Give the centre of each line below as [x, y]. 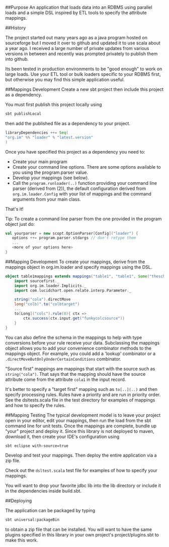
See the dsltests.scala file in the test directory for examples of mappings [80, 400]
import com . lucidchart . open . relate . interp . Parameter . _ [73, 290]
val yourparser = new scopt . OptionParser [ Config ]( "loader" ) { [72, 233]
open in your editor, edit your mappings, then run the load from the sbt [78, 420]
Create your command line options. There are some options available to [87, 167]
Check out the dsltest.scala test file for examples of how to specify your [81, 470]
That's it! [14, 209]
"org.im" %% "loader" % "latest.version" [49, 137]
